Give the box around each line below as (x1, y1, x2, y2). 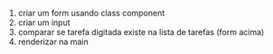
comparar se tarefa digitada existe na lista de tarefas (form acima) (17, 27, 265, 37)
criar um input (17, 17, 71, 28)
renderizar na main (17, 36, 89, 47)
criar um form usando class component (17, 8, 165, 18)
